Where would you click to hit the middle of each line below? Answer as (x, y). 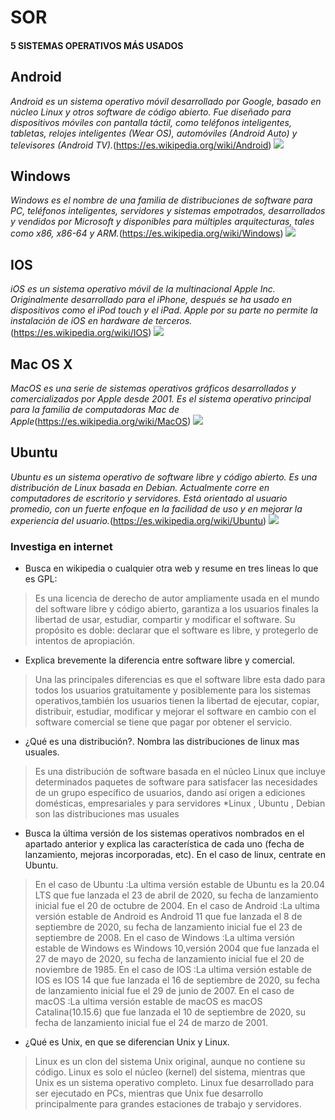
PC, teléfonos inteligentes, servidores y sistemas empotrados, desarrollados (168, 211)
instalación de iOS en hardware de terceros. (101, 321)
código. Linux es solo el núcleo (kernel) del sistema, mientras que (170, 1072)
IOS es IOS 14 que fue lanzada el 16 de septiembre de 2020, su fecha (177, 980)
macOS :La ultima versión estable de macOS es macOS (148, 1002)
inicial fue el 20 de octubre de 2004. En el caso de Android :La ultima (177, 906)
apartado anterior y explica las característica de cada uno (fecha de (164, 844)
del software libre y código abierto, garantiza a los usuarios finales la (176, 609)
